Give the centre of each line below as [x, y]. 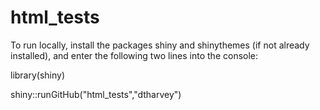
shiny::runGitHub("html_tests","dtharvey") [96, 94]
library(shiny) [38, 75]
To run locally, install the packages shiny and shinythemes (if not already [160, 45]
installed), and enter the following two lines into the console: [134, 55]
